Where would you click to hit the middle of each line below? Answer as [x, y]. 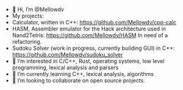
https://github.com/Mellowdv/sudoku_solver [67, 54]
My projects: [28, 16]
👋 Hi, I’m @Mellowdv [38, 9]
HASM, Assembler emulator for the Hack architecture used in [89, 29]
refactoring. [27, 42]
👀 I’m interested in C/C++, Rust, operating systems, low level [88, 61]
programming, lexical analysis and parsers [65, 67]
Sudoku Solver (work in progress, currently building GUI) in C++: [93, 48]
